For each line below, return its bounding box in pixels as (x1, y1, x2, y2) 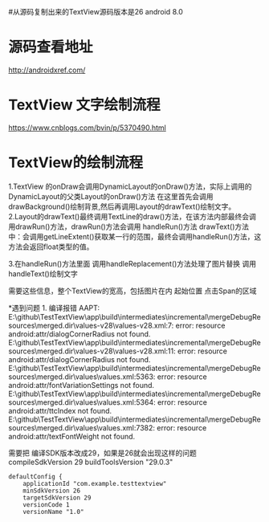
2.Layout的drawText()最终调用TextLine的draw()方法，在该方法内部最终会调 (8, 211, 257, 221)
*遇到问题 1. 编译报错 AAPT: (8, 303, 100, 312)
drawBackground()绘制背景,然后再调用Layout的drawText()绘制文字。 (8, 202, 236, 211)
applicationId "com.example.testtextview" (22, 479, 167, 487)
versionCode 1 (22, 500, 70, 508)
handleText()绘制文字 (8, 268, 78, 279)
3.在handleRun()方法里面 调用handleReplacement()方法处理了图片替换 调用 (8, 259, 257, 268)
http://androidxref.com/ (8, 65, 86, 75)
